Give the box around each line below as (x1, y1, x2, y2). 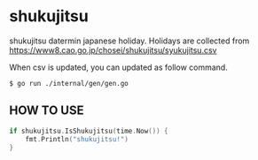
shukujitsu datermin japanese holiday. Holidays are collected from (9, 35, 250, 46)
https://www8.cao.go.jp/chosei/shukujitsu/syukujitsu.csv (9, 44, 217, 55)
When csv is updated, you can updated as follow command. (9, 62, 228, 72)
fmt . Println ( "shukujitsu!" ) (25, 134, 129, 143)
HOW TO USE (9, 103, 84, 118)
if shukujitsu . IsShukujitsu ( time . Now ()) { (9, 126, 168, 135)
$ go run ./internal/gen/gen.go (9, 79, 129, 88)
